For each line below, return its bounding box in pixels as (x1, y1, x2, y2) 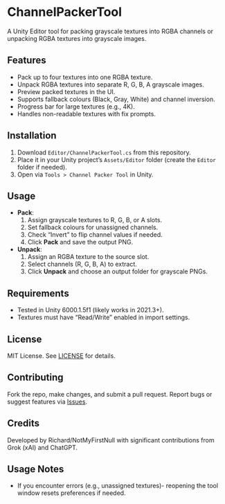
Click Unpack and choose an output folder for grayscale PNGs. (27, 267, 208, 276)
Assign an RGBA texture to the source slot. (27, 253, 150, 261)
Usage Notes (7, 463, 64, 475)
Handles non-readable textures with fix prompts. (17, 109, 156, 118)
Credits (7, 417, 40, 429)
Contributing (7, 372, 64, 384)
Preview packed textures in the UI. (17, 87, 116, 96)
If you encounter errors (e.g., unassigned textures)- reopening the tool (17, 482, 219, 490)
